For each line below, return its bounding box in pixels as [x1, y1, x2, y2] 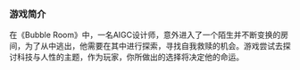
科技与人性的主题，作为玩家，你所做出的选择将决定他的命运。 [16, 51, 244, 63]
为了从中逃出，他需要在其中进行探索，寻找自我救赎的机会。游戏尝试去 [24, 41, 283, 51]
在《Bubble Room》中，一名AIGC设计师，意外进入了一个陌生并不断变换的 [9, 29, 281, 41]
